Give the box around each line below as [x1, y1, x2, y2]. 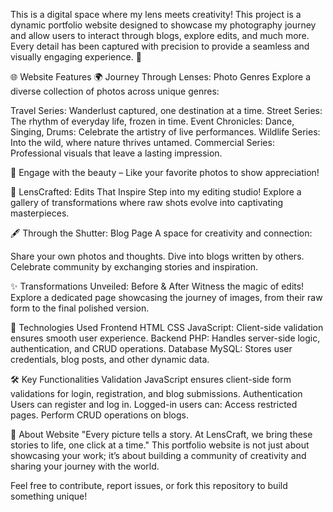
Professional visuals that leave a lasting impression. [10, 147, 223, 159]
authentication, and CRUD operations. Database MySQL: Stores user [10, 343, 293, 354]
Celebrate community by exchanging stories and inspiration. [10, 261, 259, 273]
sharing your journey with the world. [10, 460, 160, 472]
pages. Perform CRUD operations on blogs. [10, 409, 189, 421]
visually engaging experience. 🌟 [10, 51, 142, 63]
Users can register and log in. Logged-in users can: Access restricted [10, 399, 298, 410]
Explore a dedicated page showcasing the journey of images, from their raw [10, 292, 323, 303]
